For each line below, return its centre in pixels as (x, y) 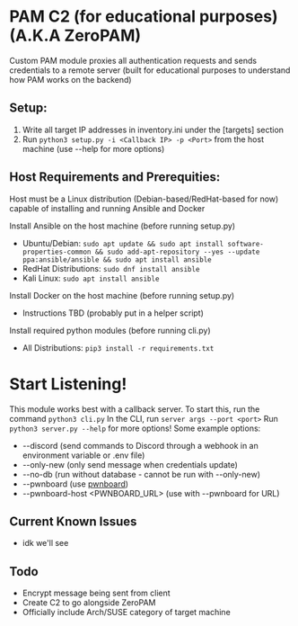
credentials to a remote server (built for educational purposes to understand (150, 70)
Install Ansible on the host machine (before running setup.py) (123, 226)
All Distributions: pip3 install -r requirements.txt (118, 347)
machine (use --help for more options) (93, 148)
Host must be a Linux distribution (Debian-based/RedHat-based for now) (144, 199)
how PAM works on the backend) (70, 79)
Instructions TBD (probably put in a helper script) (113, 313)
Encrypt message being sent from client (96, 593)
